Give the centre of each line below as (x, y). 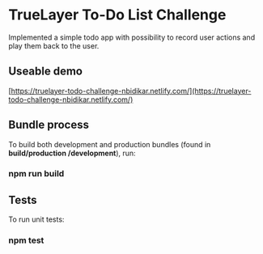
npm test (26, 240)
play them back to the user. (54, 45)
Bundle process (49, 125)
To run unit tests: (36, 219)
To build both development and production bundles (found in (110, 144)
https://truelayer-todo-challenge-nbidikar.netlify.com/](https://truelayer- (131, 91)
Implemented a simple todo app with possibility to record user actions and (132, 37)
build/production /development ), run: (72, 153)
